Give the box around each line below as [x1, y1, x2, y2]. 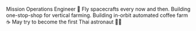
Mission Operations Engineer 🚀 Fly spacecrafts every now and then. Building [6, 6, 191, 12]
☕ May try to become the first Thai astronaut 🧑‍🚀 [6, 18, 122, 25]
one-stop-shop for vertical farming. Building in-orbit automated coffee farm [6, 12, 188, 19]
